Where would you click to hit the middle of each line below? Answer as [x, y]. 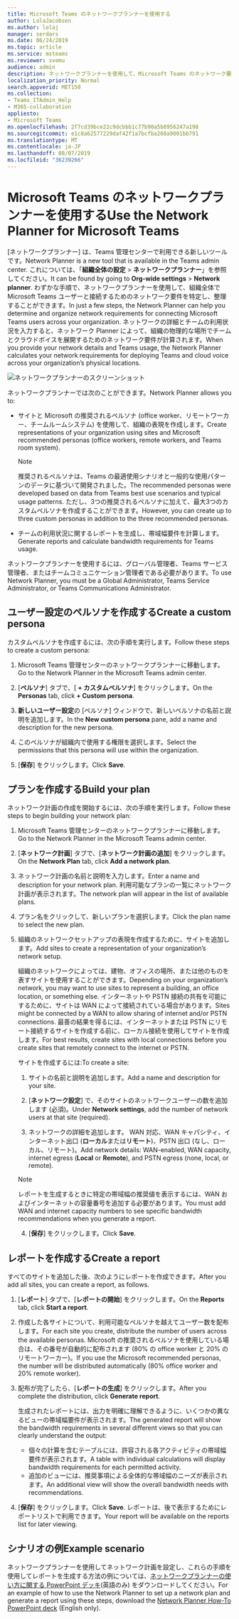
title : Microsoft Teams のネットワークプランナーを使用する [89, 14]
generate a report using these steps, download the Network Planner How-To [119, 1600]
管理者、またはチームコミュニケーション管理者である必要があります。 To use [119, 573]
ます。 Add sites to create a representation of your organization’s [112, 948]
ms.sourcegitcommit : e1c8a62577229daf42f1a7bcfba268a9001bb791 [103, 133]
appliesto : [23, 114]
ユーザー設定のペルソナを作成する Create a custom [119, 612]
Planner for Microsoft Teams [94, 231]
